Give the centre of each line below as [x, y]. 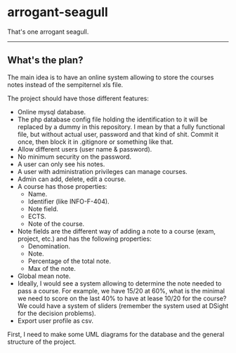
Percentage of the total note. [69, 261]
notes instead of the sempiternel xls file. [65, 84]
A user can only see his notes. [61, 164]
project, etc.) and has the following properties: [85, 239]
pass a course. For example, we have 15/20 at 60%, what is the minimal [121, 291]
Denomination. [49, 246]
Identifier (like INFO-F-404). [69, 201]
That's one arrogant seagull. [48, 32]
